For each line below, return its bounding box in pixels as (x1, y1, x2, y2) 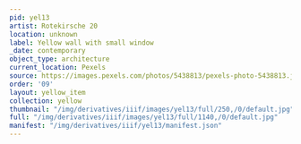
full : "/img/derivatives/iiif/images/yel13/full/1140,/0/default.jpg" (9, 113, 279, 122)
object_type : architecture (9, 55, 110, 64)
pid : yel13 (9, 13, 50, 22)
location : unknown (9, 30, 78, 38)
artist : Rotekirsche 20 (9, 21, 99, 30)
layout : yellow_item (9, 88, 87, 97)
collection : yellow (9, 96, 82, 106)
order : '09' (9, 80, 54, 89)
